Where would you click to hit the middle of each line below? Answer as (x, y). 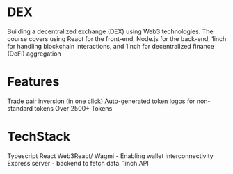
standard (20, 108)
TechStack (39, 137)
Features (33, 82)
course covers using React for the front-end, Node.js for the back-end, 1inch (117, 38)
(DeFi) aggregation (34, 54)
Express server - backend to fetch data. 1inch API (78, 163)
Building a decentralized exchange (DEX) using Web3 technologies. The (110, 31)
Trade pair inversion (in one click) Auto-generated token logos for (101, 101)
